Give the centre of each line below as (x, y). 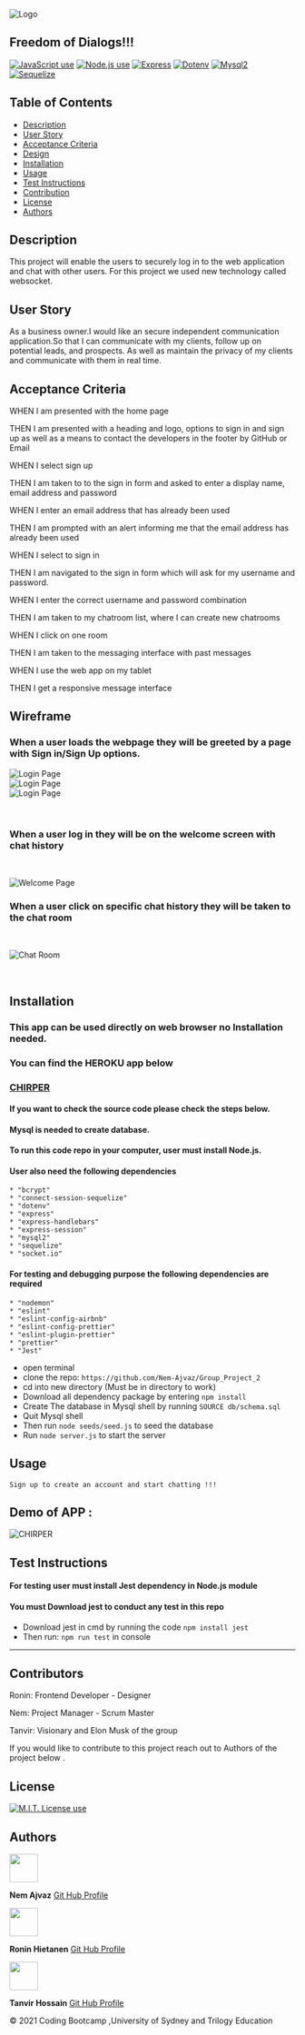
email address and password (64, 493)
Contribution (46, 192)
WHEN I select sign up (51, 466)
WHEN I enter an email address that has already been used (120, 511)
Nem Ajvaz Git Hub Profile (59, 1895)
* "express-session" (49, 1230)
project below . (37, 1758)
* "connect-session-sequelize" (69, 1198)
